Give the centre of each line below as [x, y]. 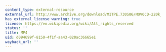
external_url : [20, 14]
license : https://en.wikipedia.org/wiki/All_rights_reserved [69, 24]
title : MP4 [16, 33]
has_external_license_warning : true [43, 19]
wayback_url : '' [22, 42]
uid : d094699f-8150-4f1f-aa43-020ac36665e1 [51, 38]
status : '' [16, 28]
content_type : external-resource [40, 10]
